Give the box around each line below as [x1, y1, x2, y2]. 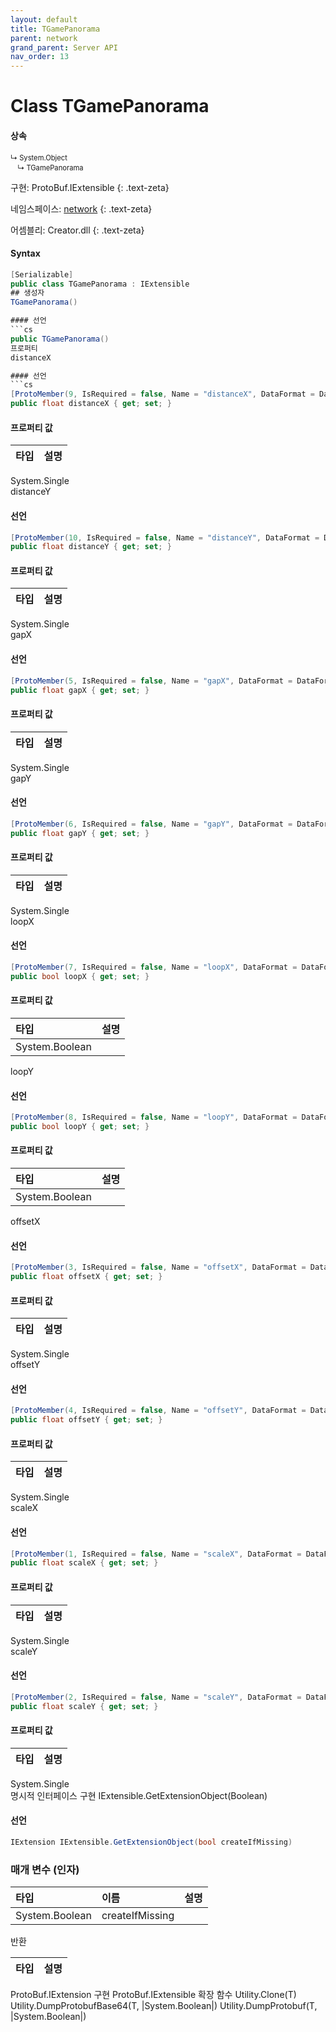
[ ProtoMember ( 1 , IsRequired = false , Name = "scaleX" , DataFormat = [10, 1549, 302, 1559]
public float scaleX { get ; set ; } [10, 1558, 159, 1568]
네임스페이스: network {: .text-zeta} [10, 202, 153, 215]
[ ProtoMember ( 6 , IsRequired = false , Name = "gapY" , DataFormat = [10, 819, 293, 829]
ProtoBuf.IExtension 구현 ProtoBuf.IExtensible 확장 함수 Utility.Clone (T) [10, 1989, 297, 2001]
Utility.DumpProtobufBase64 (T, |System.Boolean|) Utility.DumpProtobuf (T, [10, 2000, 318, 2012]
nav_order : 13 [10, 52, 70, 62]
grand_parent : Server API [10, 42, 118, 53]
